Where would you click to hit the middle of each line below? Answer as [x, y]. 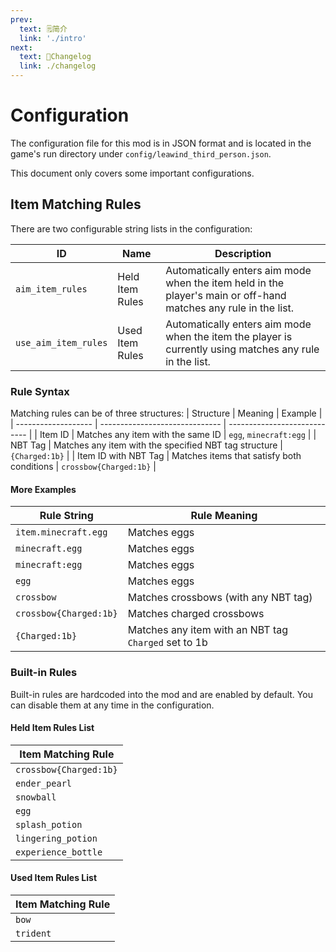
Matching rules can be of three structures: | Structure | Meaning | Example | [166, 413]
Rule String [66, 516]
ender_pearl [44, 783]
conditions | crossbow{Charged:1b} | [83, 467]
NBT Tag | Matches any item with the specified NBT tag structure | [146, 445]
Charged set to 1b [167, 643]
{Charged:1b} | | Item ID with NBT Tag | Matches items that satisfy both [156, 456]
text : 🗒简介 [43, 29]
